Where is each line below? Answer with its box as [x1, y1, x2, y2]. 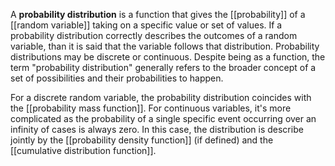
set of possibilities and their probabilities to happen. [10, 72, 224, 84]
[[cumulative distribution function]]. [10, 145, 157, 156]
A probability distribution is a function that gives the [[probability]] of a [10, 9, 306, 20]
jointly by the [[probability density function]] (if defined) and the [10, 134, 274, 146]
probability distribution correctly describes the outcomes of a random [10, 30, 298, 41]
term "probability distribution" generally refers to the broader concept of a [10, 62, 317, 73]
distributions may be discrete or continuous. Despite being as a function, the [10, 51, 326, 63]
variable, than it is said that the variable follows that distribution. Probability [10, 40, 320, 52]
